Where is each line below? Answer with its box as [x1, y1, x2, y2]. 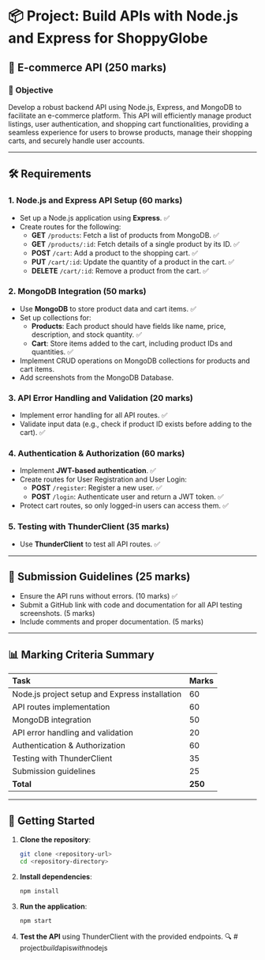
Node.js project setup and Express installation [12, 689, 182, 700]
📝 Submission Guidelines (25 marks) [8, 570, 191, 584]
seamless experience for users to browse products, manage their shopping [8, 127, 252, 137]
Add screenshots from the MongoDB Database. [19, 372, 174, 382]
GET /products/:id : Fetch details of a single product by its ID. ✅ [31, 239, 240, 248]
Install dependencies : [19, 871, 92, 881]
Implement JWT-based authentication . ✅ [19, 466, 156, 475]
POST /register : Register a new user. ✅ [31, 483, 162, 493]
